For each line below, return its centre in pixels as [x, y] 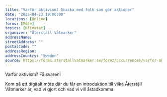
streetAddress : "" [24, 42]
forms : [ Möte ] [20, 24]
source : [13, 60]
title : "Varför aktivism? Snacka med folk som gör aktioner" [70, 10]
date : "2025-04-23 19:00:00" [35, 14]
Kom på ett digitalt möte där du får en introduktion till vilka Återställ [74, 84]
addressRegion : [21, 51]
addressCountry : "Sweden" [32, 56]
